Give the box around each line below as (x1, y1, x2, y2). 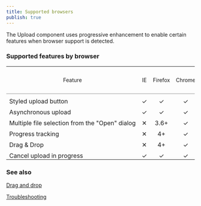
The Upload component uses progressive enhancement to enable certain (6, 31, 187, 38)
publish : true (6, 14, 42, 20)
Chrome (175, 76, 196, 83)
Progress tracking (9, 130, 59, 138)
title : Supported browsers (6, 8, 74, 15)
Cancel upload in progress (9, 151, 84, 160)
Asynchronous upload (9, 108, 71, 116)
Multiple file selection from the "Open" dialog (9, 118, 136, 127)
